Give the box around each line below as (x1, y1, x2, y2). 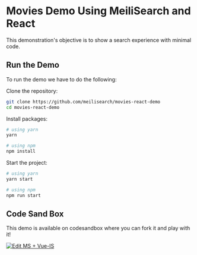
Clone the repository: (6, 87, 58, 95)
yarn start (6, 176, 33, 182)
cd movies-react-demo (6, 104, 60, 111)
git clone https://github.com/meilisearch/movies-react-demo (6, 99, 161, 105)
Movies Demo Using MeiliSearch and (6, 4, 191, 18)
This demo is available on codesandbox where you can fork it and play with (6, 225, 190, 232)
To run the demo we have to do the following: (6, 75, 117, 83)
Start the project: (6, 159, 47, 166)
